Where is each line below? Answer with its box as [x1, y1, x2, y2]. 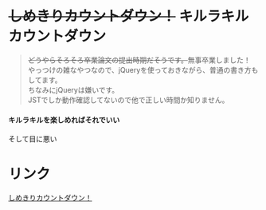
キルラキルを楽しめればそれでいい [8, 115, 120, 125]
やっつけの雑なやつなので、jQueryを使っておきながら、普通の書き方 [27, 65, 252, 74]
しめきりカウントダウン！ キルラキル [8, 7, 249, 26]
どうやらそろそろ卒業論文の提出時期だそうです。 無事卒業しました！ [27, 55, 251, 65]
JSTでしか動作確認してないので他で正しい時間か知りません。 [27, 95, 229, 105]
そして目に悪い [8, 134, 57, 144]
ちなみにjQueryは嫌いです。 [27, 85, 119, 94]
